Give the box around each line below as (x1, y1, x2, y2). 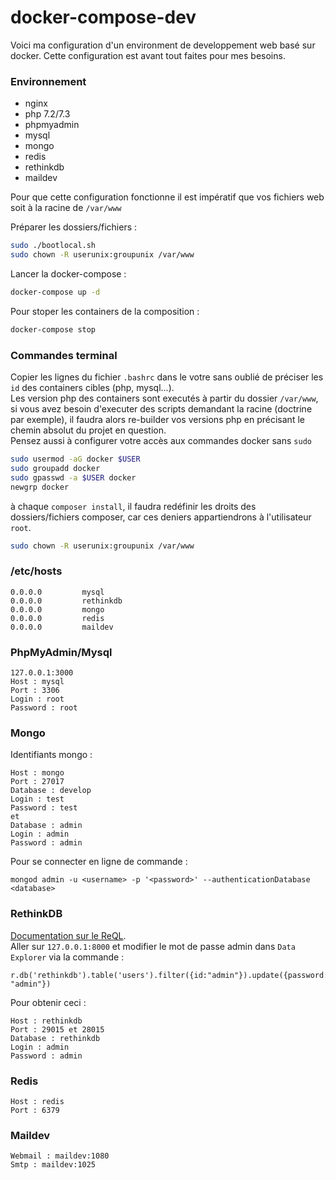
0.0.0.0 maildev (10, 622, 114, 632)
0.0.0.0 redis (10, 613, 105, 623)
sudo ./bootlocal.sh (10, 241, 97, 251)
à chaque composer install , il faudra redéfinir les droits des (10, 500, 257, 512)
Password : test (10, 803, 78, 813)
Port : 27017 (10, 777, 65, 787)
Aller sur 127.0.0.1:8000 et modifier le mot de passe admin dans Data (10, 940, 296, 952)
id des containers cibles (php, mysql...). (10, 382, 175, 394)
